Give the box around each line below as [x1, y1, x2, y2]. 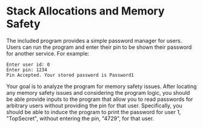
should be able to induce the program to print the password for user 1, [6, 108, 181, 115]
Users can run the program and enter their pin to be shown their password [6, 43, 192, 51]
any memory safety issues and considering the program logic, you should [6, 89, 190, 96]
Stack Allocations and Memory [6, 4, 165, 18]
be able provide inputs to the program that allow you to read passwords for [6, 95, 193, 103]
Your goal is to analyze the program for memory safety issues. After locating [6, 83, 197, 90]
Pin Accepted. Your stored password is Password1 [6, 72, 135, 78]
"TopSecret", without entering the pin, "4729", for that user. [6, 115, 155, 122]
